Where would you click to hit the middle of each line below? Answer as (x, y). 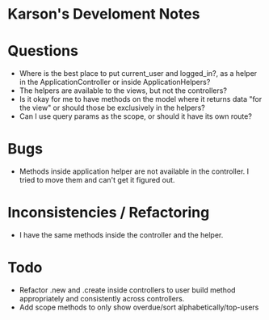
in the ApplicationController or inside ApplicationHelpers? (115, 82)
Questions (43, 51)
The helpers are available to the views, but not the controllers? (123, 91)
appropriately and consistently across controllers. (102, 298)
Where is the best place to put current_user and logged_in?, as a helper (138, 74)
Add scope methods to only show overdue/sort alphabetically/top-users (139, 307)
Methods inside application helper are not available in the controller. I (134, 171)
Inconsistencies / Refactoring (109, 213)
